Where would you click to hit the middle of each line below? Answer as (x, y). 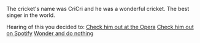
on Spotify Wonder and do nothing (50, 33)
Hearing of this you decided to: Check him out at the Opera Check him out (100, 27)
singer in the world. (31, 15)
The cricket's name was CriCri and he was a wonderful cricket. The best (98, 9)
